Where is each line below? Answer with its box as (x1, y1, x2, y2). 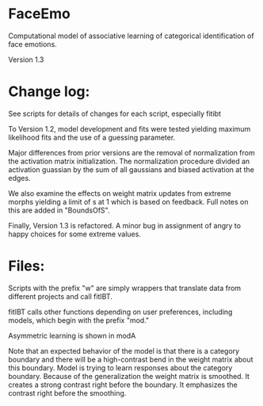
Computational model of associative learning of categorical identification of (8, 31, 255, 40)
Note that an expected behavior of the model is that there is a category (8, 346, 240, 355)
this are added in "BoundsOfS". (8, 205, 110, 215)
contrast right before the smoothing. (8, 388, 127, 397)
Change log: (8, 82, 90, 101)
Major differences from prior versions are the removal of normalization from (8, 147, 255, 157)
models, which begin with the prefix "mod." (8, 315, 150, 325)
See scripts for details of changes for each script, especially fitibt (8, 109, 222, 118)
